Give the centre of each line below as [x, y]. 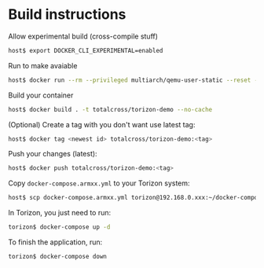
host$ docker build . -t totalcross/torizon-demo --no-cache [110, 109]
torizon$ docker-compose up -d [59, 227]
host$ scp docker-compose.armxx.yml [68, 198]
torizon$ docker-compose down [58, 257]
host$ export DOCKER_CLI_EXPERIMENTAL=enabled [86, 50]
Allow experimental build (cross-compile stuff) [83, 36]
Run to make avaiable [43, 65]
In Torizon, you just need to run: [60, 213]
